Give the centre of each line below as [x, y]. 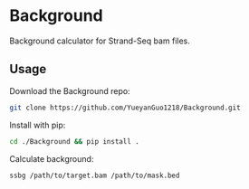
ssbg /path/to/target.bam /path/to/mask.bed [95, 175]
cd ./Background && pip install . [75, 141]
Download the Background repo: [70, 90]
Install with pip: [38, 125]
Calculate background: [52, 158]
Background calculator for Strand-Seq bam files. [100, 41]
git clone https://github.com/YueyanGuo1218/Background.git [125, 108]
